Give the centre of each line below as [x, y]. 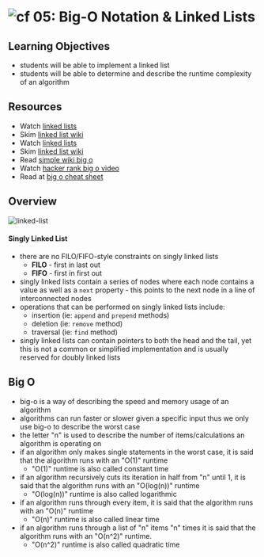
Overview [33, 202]
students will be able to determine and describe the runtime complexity [136, 74]
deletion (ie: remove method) [77, 323]
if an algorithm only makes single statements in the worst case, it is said [137, 452]
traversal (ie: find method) [75, 332]
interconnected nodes [56, 298]
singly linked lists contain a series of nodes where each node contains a [137, 281]
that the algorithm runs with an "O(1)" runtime [94, 460]
